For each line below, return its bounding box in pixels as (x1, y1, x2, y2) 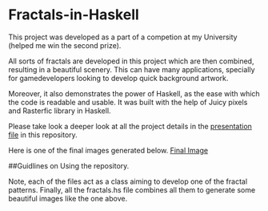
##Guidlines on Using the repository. (8, 160, 130, 170)
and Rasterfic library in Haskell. (8, 106, 111, 116)
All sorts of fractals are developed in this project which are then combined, (8, 56, 254, 66)
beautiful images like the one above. (8, 193, 128, 203)
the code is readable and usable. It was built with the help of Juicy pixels (8, 97, 248, 107)
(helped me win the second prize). (8, 40, 122, 50)
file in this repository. (8, 130, 78, 140)
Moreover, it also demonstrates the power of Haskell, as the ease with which (8, 88, 260, 98)
